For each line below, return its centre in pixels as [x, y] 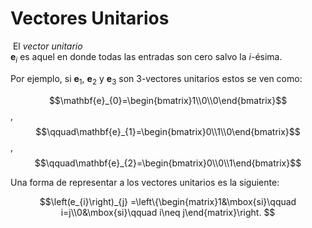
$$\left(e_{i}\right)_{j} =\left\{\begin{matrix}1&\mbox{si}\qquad [168, 201]
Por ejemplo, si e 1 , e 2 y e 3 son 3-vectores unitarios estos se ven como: [156, 79]
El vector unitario [47, 46]
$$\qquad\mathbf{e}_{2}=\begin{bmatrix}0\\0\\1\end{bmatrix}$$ [168, 163]
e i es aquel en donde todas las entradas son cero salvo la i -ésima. [146, 57]
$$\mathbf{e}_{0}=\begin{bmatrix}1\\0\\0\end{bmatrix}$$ [168, 100]
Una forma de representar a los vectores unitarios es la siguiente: [145, 182]
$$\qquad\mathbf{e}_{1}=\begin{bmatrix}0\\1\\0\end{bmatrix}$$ [168, 131]
